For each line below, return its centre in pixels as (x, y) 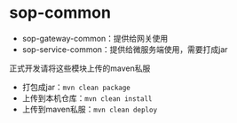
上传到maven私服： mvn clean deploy (90, 109)
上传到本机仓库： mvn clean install (87, 98)
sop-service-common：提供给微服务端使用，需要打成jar (125, 49)
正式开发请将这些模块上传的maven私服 (80, 68)
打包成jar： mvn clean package (76, 87)
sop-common (60, 13)
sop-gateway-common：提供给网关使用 (95, 38)
